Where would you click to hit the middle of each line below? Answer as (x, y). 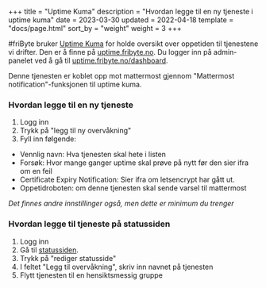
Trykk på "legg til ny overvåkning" (75, 131)
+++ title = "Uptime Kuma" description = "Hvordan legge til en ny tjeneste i (131, 12)
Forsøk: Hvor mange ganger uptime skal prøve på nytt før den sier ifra (134, 163)
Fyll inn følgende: (48, 139)
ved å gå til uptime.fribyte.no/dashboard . (101, 60)
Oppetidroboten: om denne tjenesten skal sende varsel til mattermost (133, 188)
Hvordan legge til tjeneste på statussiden (89, 224)
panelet (21, 60)
